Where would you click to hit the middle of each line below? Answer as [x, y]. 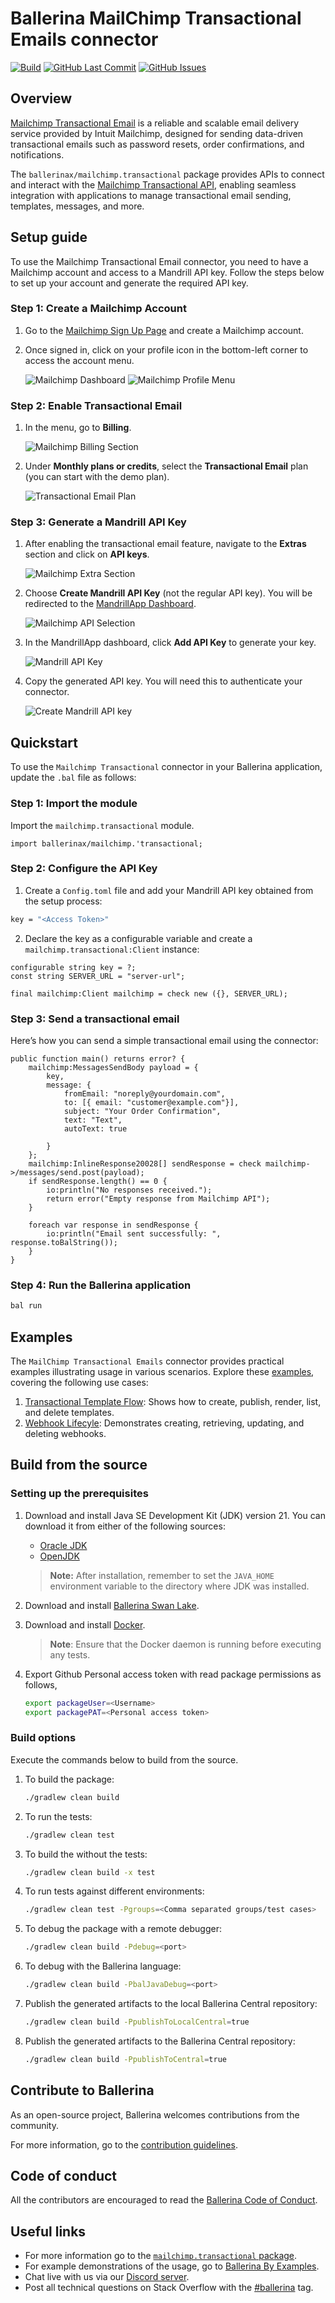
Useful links [48, 2231]
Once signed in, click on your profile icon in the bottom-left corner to [166, 349]
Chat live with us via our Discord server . [107, 2277]
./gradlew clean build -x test [90, 1872]
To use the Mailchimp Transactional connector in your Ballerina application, [166, 767]
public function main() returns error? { [98, 1059]
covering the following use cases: [79, 1383]
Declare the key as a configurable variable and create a [138, 938]
